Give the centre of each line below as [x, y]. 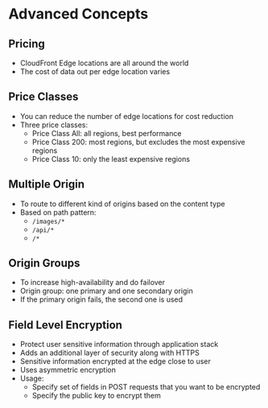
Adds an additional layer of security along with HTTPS [109, 353]
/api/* [43, 230]
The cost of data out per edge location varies [95, 72]
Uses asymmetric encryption [68, 370]
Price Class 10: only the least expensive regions [111, 159]
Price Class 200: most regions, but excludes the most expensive [138, 142]
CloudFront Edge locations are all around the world [104, 63]
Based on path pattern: [58, 212]
